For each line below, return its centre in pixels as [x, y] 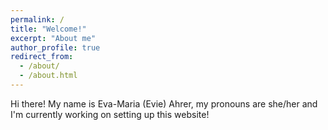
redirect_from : [42, 57]
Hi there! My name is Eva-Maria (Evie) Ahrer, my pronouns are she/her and [164, 103]
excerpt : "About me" [53, 38]
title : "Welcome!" [48, 29]
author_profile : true [55, 47]
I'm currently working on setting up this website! [110, 114]
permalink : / [37, 19]
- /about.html [48, 76]
